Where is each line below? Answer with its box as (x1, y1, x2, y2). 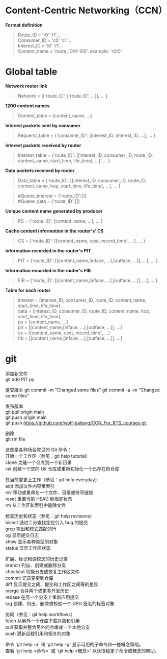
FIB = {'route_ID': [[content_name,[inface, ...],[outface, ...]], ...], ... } (17, 277, 158, 284)
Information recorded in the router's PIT (5, 247, 92, 253)
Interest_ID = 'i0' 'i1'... (17, 42, 63, 49)
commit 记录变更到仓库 (5, 575, 53, 581)
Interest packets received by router (5, 142, 81, 148)
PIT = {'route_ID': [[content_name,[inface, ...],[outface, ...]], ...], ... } (17, 257, 158, 264)
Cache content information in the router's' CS (5, 228, 104, 234)
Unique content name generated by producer (5, 208, 103, 214)
